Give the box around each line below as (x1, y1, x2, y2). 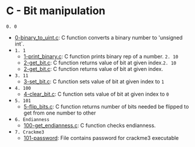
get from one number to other (23, 109, 96, 116)
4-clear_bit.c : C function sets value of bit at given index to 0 (23, 90, 170, 97)
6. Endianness (14, 116, 50, 122)
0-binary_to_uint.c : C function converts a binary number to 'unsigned (14, 34, 183, 41)
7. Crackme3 (14, 129, 44, 135)
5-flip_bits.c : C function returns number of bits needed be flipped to (23, 103, 189, 110)
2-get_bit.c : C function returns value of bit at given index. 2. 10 (23, 59, 177, 66)
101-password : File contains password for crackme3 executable (23, 134, 179, 141)
